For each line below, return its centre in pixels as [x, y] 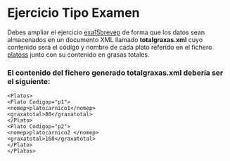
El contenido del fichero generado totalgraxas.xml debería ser [115, 73]
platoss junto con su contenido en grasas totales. [78, 55]
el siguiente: [29, 81]
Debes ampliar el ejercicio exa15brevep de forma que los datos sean [106, 32]
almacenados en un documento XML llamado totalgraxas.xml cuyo [105, 39]
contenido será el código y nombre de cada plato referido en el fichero [110, 47]
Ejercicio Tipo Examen [74, 13]
